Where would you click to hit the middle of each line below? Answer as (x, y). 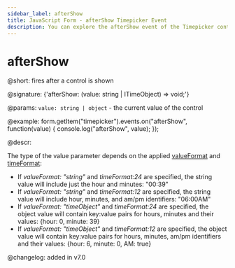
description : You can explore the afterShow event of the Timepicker (111, 27)
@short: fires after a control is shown (60, 80)
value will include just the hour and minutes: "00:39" (93, 184)
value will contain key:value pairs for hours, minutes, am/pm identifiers (119, 237)
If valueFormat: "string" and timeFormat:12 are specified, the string (114, 192)
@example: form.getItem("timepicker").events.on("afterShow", (97, 121)
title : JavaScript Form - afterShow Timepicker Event (87, 20)
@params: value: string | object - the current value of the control (105, 108)
